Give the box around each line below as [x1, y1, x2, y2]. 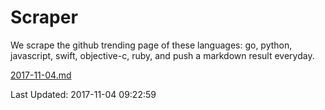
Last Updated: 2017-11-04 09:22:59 [10, 88, 157, 100]
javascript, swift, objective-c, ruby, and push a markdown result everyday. [10, 49, 315, 61]
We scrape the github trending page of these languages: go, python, [10, 39, 293, 51]
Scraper [10, 6, 78, 29]
